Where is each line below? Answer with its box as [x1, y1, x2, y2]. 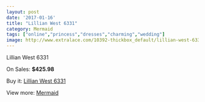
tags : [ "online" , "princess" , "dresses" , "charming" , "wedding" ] [6, 32, 165, 38]
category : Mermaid [6, 25, 53, 32]
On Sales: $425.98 [6, 66, 55, 73]
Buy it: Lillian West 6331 [6, 77, 66, 84]
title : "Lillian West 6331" [6, 20, 78, 26]
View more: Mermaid [6, 89, 59, 96]
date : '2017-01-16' [6, 15, 56, 21]
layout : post [6, 8, 40, 15]
